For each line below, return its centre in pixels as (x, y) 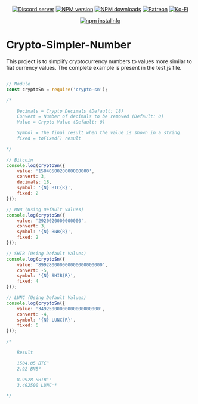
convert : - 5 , (33, 270)
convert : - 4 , (33, 314)
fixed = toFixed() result (49, 138)
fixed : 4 (28, 281)
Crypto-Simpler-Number (69, 45)
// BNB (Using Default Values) (45, 209)
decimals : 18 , (34, 182)
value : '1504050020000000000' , (56, 171)
